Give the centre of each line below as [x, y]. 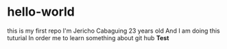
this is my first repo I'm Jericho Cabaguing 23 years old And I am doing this [114, 31]
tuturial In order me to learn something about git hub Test [88, 37]
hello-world [41, 12]
